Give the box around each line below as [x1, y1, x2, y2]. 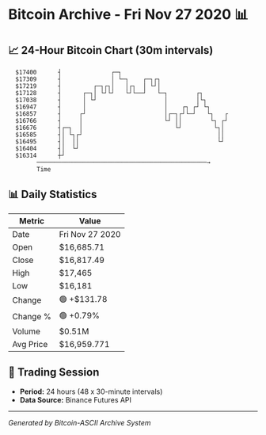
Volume [12, 326, 41, 337]
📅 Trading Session [8, 365, 100, 380]
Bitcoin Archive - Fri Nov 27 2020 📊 [8, 6, 249, 24]
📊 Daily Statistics [8, 188, 97, 201]
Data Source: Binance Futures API [19, 395, 132, 404]
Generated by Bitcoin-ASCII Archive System [8, 418, 151, 427]
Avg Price [12, 338, 48, 349]
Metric [19, 215, 45, 226]
